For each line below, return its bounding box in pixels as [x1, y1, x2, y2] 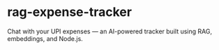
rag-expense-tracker [7, 4, 133, 20]
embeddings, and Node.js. [7, 34, 84, 42]
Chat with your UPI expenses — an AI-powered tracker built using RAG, [7, 27, 213, 35]
